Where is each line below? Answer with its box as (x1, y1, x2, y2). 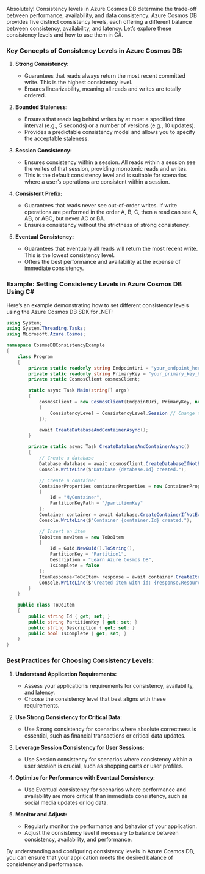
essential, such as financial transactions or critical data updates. (24, 731, 186, 739)
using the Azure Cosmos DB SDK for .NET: (6, 308, 113, 315)
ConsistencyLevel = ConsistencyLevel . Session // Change (49, 410, 195, 416)
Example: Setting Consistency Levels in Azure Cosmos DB (6, 280, 182, 288)
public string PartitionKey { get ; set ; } (28, 619, 138, 625)
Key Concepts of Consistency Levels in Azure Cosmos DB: (6, 46, 183, 54)
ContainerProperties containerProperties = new (38, 483, 163, 489)
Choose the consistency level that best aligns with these (24, 695, 166, 703)
